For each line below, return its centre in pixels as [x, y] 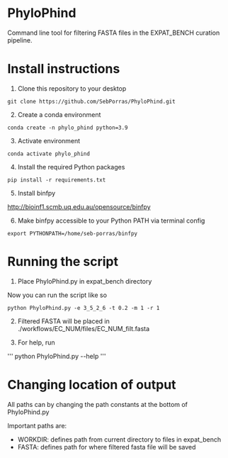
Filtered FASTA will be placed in [63, 321]
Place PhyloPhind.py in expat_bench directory [85, 281]
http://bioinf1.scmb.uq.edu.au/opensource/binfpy [79, 206]
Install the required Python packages [71, 167]
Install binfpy [36, 193]
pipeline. [20, 40]
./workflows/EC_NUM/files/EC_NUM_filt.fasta [84, 328]
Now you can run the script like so [57, 295]
